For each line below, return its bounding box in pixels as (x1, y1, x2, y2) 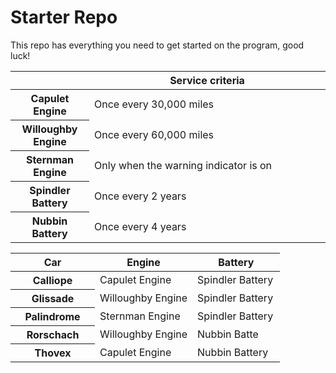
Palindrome (24, 309, 81, 323)
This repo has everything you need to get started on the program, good (10, 39, 305, 51)
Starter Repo (10, 6, 118, 29)
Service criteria (169, 73, 245, 87)
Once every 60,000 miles (94, 127, 215, 141)
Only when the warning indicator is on (94, 158, 273, 172)
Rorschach (26, 327, 80, 341)
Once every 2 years (94, 189, 187, 203)
